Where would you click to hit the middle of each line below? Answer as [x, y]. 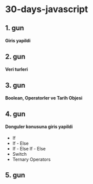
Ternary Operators [31, 159]
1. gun [14, 28]
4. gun [15, 114]
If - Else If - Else [29, 148]
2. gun [15, 56]
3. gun [15, 85]
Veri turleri [17, 70]
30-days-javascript [47, 9]
